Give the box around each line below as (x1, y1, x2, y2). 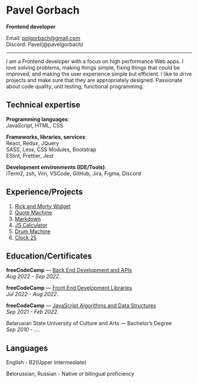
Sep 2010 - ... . (6, 326, 40, 333)
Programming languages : (6, 116, 70, 123)
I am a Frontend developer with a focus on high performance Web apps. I (6, 57, 184, 65)
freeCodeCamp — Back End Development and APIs (6, 267, 133, 274)
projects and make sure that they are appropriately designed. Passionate (6, 76, 183, 83)
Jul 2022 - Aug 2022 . (6, 290, 59, 298)
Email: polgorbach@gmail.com (6, 34, 81, 41)
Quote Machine (14, 209, 52, 216)
